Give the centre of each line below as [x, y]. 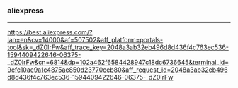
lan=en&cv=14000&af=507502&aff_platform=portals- [85, 40]
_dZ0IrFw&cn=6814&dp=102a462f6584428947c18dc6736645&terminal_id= [118, 63]
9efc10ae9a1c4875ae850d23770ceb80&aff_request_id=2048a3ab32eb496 [118, 70]
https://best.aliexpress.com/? [50, 32]
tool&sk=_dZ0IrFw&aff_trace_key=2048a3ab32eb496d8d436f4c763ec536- [118, 47]
